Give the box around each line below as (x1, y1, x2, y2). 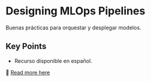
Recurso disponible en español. (14, 57, 92, 64)
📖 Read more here (5, 69, 50, 76)
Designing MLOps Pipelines (5, 4, 146, 18)
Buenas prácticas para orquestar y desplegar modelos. (5, 24, 141, 31)
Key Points (5, 41, 47, 51)
